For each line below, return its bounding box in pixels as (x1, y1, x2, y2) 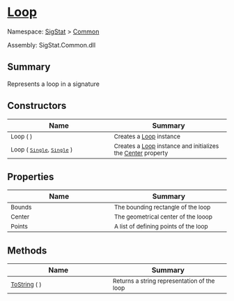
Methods (7, 244, 47, 256)
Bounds (10, 203, 32, 212)
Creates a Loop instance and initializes (114, 142, 219, 150)
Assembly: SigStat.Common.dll (7, 41, 96, 49)
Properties (7, 170, 54, 182)
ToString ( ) (10, 281, 42, 288)
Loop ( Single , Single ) (10, 145, 73, 154)
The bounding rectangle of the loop (114, 203, 211, 212)
